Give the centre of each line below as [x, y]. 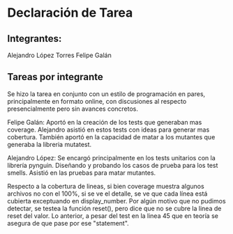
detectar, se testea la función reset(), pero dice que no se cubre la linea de [114, 208]
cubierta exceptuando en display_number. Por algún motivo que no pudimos [116, 201]
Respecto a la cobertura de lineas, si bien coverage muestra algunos [106, 186]
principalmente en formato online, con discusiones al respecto [97, 101]
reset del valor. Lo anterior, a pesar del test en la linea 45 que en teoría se [113, 216]
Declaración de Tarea [70, 13]
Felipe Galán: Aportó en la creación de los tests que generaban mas [105, 122]
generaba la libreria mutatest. [50, 144]
